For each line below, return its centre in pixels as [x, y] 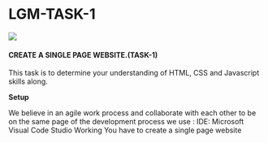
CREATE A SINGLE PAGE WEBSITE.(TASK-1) [83, 54]
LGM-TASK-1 [52, 14]
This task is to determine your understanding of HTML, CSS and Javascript [134, 73]
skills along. [28, 81]
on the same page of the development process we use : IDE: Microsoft [126, 122]
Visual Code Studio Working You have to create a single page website [125, 130]
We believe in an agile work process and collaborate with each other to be [132, 113]
